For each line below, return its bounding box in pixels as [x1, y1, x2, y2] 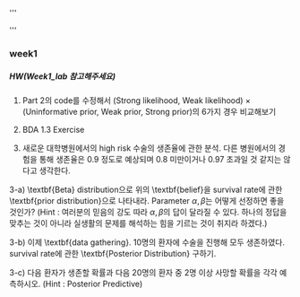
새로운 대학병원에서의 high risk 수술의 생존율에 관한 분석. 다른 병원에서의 [21, 143, 277, 153]
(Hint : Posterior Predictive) [42, 278, 143, 289]
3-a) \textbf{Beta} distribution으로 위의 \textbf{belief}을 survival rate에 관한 [9, 184, 283, 195]
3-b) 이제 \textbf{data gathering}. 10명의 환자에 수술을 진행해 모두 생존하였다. [9, 237, 285, 248]
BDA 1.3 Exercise [21, 124, 85, 135]
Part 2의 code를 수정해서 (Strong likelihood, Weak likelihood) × [21, 94, 251, 106]
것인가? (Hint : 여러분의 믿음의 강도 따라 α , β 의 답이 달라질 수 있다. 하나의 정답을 [9, 206, 287, 217]
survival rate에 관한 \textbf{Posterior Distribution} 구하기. [9, 248, 217, 258]
